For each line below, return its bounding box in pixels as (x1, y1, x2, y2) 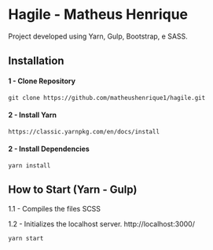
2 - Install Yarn (8, 110, 57, 119)
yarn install (8, 161, 51, 170)
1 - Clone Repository (8, 76, 76, 86)
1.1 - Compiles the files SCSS (8, 204, 101, 213)
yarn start (8, 234, 44, 242)
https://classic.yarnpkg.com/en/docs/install (8, 127, 160, 135)
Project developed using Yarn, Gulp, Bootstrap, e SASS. (8, 31, 189, 41)
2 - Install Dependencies (8, 144, 90, 154)
